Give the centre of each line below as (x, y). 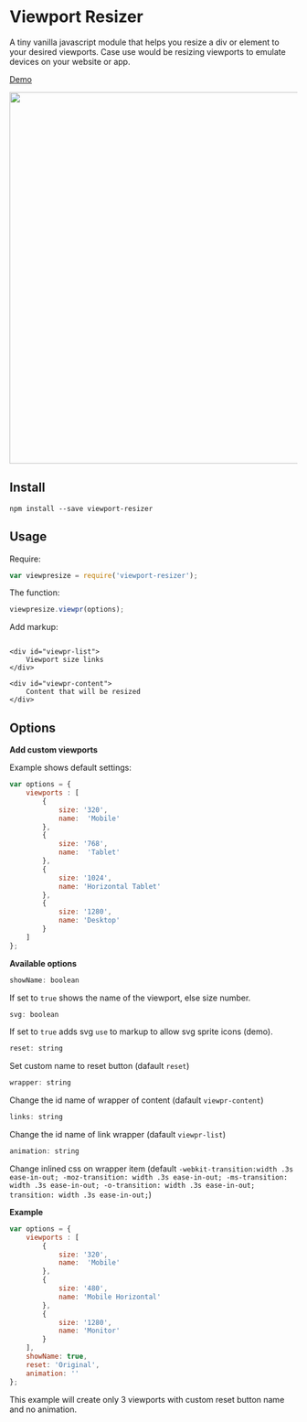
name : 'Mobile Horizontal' (110, 1297)
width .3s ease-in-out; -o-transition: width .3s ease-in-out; (132, 1185)
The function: (35, 593)
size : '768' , (83, 844)
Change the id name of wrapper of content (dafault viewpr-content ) (137, 1100)
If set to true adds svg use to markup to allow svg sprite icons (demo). (141, 1032)
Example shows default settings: (71, 768)
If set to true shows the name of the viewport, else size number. (130, 998)
